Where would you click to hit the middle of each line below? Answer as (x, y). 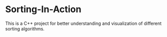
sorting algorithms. (25, 28)
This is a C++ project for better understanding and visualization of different (83, 23)
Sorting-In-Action (44, 9)
